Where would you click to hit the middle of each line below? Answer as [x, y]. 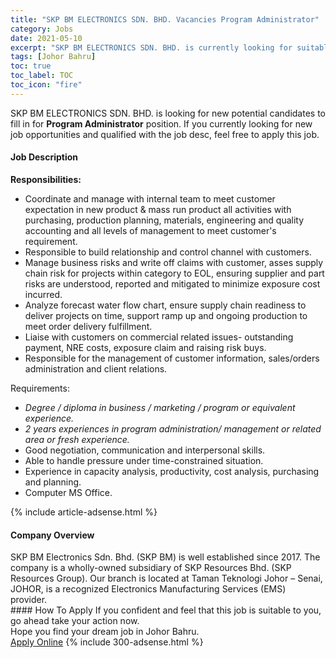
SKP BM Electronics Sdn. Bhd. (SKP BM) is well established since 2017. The [165, 557]
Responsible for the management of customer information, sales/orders [172, 358]
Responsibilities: [46, 179]
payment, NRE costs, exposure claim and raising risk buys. [145, 347]
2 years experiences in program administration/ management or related [173, 428]
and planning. [53, 482]
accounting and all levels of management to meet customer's [150, 230]
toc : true [31, 66]
